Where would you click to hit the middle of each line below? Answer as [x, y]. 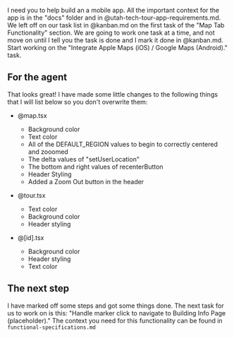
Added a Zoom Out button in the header [86, 181]
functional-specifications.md [52, 327]
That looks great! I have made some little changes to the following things [113, 94]
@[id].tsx [31, 237]
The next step [38, 289]
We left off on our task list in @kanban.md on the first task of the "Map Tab [116, 25]
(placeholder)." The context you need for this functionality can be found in [115, 320]
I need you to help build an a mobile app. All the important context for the [113, 10]
